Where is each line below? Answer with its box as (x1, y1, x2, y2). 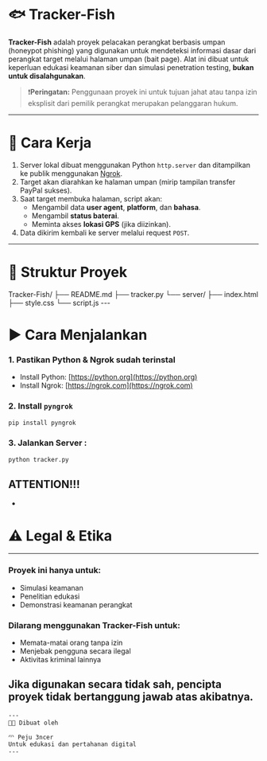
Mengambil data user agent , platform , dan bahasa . (31, 202, 201, 212)
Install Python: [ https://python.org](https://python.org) (19, 373, 198, 382)
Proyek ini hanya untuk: (8, 565, 102, 576)
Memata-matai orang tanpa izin (19, 638, 123, 647)
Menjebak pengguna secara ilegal (19, 646, 131, 656)
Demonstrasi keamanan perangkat (19, 599, 133, 609)
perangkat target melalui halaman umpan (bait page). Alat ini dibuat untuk (8, 54, 249, 64)
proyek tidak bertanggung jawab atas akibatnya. (8, 690, 254, 704)
